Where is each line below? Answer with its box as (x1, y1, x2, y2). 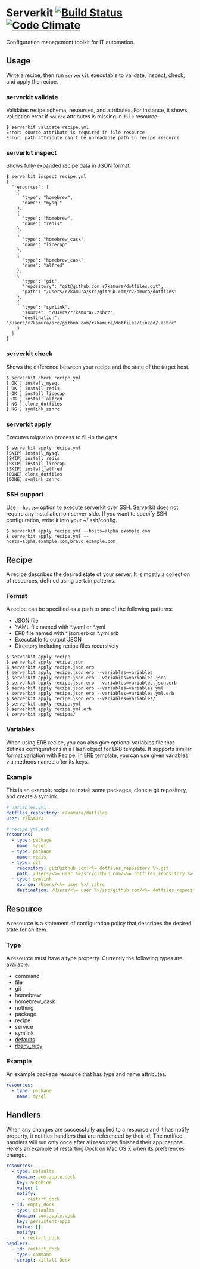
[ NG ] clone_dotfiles (6, 401, 62, 407)
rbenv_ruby (14, 1043, 43, 1050)
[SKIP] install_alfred (6, 466, 62, 472)
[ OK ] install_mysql (6, 380, 60, 386)
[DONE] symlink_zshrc (6, 476, 60, 482)
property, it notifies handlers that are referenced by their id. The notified (6, 1132, 183, 1139)
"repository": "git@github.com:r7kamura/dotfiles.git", (21, 284, 164, 290)
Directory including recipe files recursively (14, 642, 119, 649)
